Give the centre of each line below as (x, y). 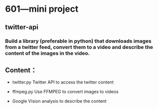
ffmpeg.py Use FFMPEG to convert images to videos (65, 92)
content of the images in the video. (47, 53)
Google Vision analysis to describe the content (59, 101)
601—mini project (42, 9)
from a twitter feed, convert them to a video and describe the (79, 47)
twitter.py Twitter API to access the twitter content (63, 82)
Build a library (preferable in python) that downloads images (78, 41)
